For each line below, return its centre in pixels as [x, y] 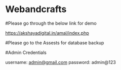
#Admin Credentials [26, 52]
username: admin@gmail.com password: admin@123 [61, 62]
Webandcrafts [36, 9]
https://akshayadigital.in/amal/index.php [47, 33]
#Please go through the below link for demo [51, 23]
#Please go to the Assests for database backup [55, 43]
